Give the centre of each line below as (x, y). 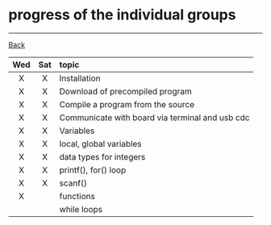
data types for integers (102, 156)
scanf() (73, 183)
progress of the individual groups (122, 15)
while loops (81, 209)
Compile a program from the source (127, 104)
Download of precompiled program (125, 91)
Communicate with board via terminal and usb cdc (154, 117)
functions (77, 196)
